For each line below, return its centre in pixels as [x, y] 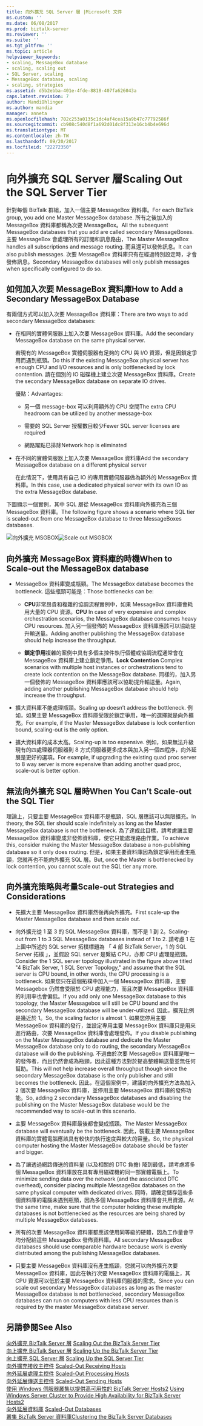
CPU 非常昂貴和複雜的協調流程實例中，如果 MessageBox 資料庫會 [106, 604]
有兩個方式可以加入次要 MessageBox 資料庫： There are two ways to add [97, 314]
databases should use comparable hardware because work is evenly [101, 1247]
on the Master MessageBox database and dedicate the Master [93, 1039]
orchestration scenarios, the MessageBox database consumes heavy [110, 619]
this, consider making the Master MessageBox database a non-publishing [98, 845]
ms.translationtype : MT [36, 130]
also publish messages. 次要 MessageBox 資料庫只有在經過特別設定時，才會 [101, 254]
